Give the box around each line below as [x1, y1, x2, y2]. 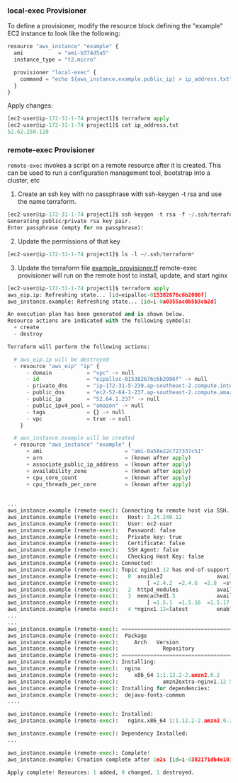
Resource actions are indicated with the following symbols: [7, 317, 192, 324]
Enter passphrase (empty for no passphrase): [7, 224, 144, 232]
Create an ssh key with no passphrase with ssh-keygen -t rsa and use [17, 190, 222, 198]
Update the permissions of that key [17, 236, 120, 246]
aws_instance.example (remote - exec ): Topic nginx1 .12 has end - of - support [7, 566, 230, 573]
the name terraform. [17, 198, 76, 206]
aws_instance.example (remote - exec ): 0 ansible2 [7, 573, 163, 580]
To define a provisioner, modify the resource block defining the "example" [7, 22, 223, 30]
